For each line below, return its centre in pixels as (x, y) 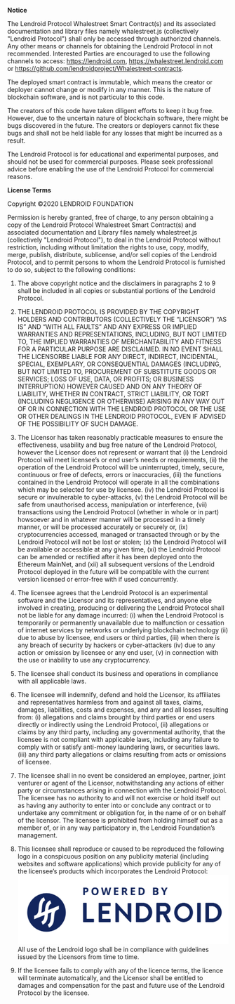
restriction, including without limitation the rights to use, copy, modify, (108, 247)
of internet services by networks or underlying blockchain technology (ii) (123, 630)
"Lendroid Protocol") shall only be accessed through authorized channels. (114, 39)
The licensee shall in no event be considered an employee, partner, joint (121, 775)
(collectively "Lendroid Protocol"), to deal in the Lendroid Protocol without (114, 240)
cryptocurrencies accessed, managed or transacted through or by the (118, 534)
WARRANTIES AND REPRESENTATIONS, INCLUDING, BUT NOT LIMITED (122, 334)
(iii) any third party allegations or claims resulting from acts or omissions (122, 754)
